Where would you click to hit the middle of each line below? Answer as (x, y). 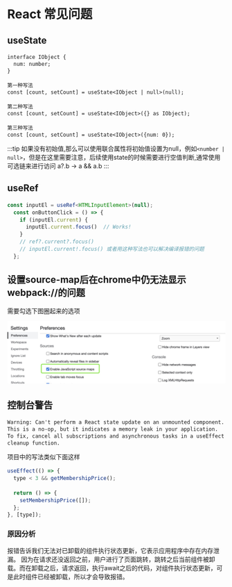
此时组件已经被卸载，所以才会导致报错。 (71, 577)
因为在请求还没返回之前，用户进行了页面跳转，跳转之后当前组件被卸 (118, 559)
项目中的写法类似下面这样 (44, 457)
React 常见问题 (50, 14)
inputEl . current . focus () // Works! (78, 227)
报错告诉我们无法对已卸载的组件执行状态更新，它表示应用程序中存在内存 (110, 550)
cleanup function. (34, 443)
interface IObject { (37, 57)
